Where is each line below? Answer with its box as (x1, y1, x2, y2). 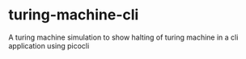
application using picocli (8, 40, 90, 50)
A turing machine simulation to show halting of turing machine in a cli (8, 32, 239, 42)
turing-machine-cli (8, 6, 139, 24)
